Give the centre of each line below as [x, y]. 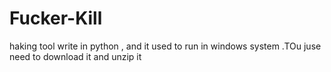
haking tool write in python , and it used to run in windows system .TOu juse [165, 46]
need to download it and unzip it [75, 56]
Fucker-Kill [56, 18]
